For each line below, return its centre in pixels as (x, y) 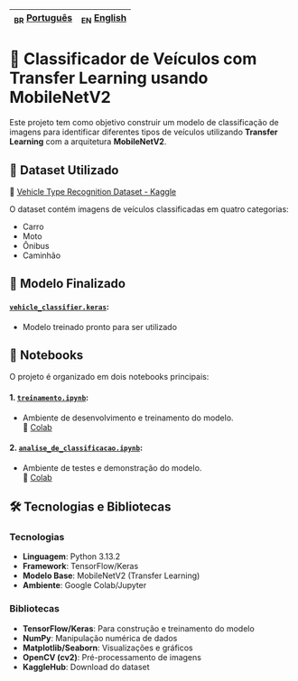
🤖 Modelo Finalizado (68, 284)
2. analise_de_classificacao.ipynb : (76, 448)
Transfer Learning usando (109, 78)
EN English (104, 19)
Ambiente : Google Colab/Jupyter (84, 585)
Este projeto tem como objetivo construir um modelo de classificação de (144, 123)
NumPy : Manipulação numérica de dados (100, 638)
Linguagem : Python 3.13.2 (71, 557)
